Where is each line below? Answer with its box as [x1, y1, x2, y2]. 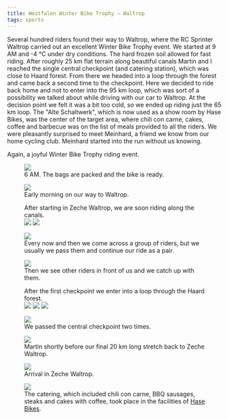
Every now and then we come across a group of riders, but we [24, 239, 200, 247]
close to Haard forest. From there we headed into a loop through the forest [7, 71, 217, 79]
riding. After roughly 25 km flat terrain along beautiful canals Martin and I [7, 57, 212, 65]
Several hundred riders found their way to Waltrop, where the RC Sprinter [7, 35, 214, 43]
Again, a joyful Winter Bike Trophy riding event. [7, 150, 140, 158]
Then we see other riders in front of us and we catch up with [24, 266, 195, 274]
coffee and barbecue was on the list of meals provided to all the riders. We [7, 122, 217, 131]
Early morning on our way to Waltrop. [24, 190, 129, 198]
